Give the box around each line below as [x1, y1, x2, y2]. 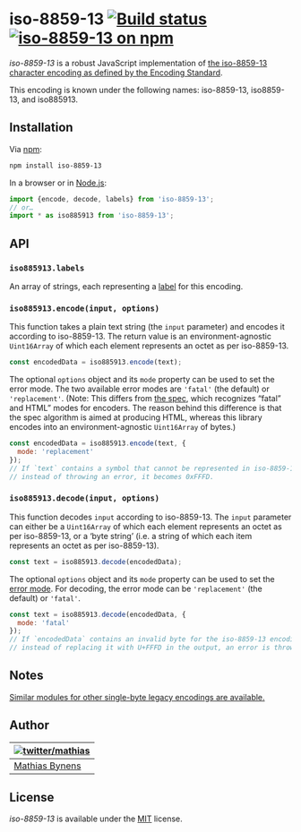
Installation [9, 120, 73, 135]
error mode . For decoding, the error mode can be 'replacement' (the [9, 583, 262, 594]
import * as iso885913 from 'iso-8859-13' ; [9, 211, 175, 220]
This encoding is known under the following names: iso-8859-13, [9, 84, 249, 95]
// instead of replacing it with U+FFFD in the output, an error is [9, 643, 271, 653]
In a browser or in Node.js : [9, 177, 107, 188]
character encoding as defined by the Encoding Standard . [9, 67, 223, 78]
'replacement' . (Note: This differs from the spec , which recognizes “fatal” [9, 393, 281, 404]
